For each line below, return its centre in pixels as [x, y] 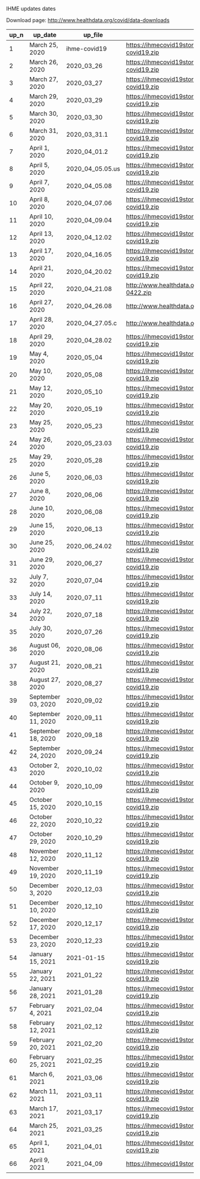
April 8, [39, 199]
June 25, [42, 542]
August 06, [45, 645]
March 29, [44, 96]
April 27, [41, 302]
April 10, [41, 216]
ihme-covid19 [87, 49]
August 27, [45, 680]
